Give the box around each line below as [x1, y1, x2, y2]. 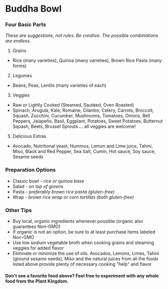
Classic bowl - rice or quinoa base [12, 178, 84, 184]
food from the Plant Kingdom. [5, 278, 69, 284]
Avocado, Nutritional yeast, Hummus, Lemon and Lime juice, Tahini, [12, 143, 153, 149]
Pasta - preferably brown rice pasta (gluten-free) [12, 188, 115, 195]
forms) [12, 63, 27, 69]
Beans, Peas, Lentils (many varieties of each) [12, 82, 107, 88]
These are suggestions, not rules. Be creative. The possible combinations [5, 32, 158, 38]
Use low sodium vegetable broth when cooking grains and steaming [12, 239, 154, 246]
